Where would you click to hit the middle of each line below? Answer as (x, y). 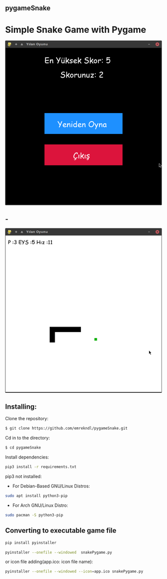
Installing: (21, 407)
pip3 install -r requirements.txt (41, 467)
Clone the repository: (27, 419)
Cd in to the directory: (28, 438)
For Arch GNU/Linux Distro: (40, 505)
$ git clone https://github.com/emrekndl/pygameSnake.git (66, 428)
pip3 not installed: (24, 476)
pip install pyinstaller (31, 543)
